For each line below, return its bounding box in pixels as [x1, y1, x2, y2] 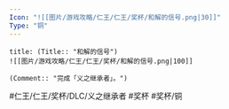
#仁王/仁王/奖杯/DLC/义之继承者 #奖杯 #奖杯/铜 [9, 90, 183, 101]
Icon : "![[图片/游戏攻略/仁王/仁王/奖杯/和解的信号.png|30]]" [9, 12, 222, 22]
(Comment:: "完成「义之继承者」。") [9, 74, 129, 82]
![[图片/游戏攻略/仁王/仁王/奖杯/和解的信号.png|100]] [9, 57, 193, 66]
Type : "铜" [9, 21, 49, 30]
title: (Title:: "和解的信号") [9, 47, 118, 56]
